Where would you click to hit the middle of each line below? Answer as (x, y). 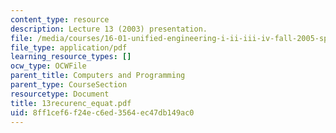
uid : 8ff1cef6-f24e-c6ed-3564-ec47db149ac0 (102, 112)
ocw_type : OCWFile (48, 66)
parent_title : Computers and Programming (98, 76)
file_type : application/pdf (69, 47)
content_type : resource (60, 19)
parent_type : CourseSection (69, 85)
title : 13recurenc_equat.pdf (71, 103)
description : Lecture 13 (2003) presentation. (109, 29)
